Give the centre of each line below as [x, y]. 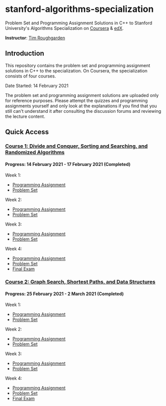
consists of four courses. [30, 76]
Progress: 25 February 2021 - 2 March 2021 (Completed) [64, 294]
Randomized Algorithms [35, 153]
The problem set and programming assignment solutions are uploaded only [82, 95]
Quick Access [27, 132]
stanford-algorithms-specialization [80, 9]
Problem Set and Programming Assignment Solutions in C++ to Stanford [79, 23]
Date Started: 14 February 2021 [37, 85]
